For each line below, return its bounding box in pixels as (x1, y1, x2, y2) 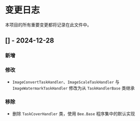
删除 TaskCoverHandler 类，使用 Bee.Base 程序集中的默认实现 (12, 111, 136, 117)
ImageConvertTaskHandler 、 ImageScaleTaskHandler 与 (12, 79, 120, 84)
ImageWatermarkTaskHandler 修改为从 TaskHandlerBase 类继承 (12, 85, 135, 91)
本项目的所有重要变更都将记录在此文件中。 (5, 22, 92, 28)
